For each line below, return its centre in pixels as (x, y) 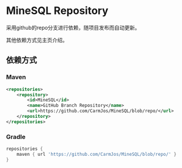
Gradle (16, 136)
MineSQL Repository (57, 11)
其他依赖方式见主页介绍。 (37, 40)
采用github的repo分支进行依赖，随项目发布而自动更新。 (73, 27)
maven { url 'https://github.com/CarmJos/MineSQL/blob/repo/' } (97, 154)
